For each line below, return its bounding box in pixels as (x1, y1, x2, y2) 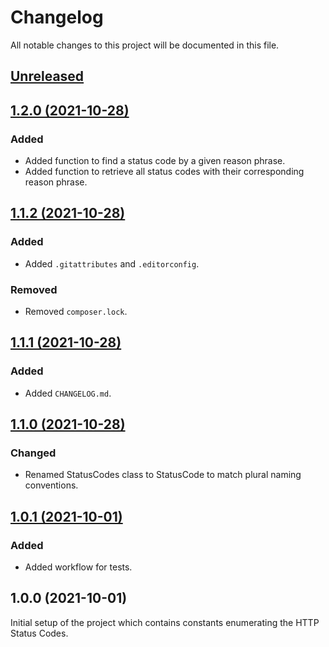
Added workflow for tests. (24, 561, 133, 573)
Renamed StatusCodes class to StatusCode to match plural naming (24, 469, 302, 481)
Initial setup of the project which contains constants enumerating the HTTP (10, 616, 320, 628)
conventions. (24, 479, 79, 491)
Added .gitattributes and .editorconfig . (24, 257, 200, 270)
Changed (10, 446, 57, 460)
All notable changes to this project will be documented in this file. (10, 39, 280, 51)
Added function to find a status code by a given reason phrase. (24, 155, 286, 167)
